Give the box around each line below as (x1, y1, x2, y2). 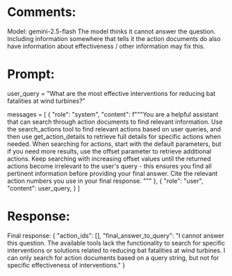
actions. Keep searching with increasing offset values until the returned (7, 154, 211, 163)
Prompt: (7, 67, 55, 82)
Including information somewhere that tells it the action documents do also (7, 34, 221, 42)
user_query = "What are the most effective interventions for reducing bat (7, 89, 216, 97)
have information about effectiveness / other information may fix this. (7, 42, 206, 50)
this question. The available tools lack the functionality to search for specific (7, 238, 226, 247)
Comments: (7, 4, 76, 20)
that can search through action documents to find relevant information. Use (7, 117, 223, 126)
